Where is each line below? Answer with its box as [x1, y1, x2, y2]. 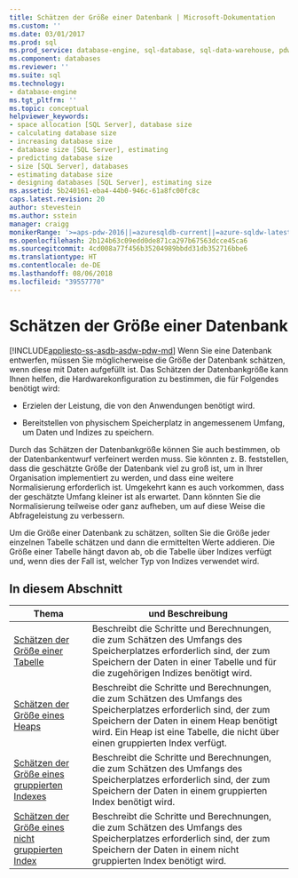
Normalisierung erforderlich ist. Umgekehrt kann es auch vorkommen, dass [9, 482, 285, 492]
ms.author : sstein [9, 211, 77, 220]
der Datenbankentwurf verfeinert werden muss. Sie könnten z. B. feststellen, [9, 453, 289, 464]
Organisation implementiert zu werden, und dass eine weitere [9, 472, 234, 483]
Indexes [13, 790, 47, 802]
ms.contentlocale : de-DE [9, 261, 101, 270]
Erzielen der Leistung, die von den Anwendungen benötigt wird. [21, 400, 255, 411]
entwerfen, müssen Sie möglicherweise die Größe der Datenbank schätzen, [9, 355, 286, 365]
